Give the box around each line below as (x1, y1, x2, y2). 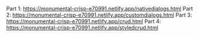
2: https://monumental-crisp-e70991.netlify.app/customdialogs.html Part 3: (6, 11, 192, 18)
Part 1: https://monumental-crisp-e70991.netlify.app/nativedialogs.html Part (6, 5, 194, 12)
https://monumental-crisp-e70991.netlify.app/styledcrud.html (6, 24, 159, 31)
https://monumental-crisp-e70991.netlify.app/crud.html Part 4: (6, 18, 161, 24)
